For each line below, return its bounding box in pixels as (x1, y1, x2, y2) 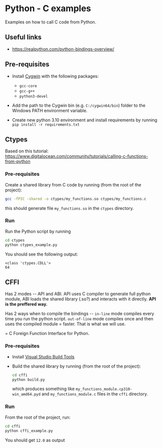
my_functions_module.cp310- (75, 387, 132, 392)
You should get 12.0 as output (5, 437, 65, 443)
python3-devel (19, 93, 48, 99)
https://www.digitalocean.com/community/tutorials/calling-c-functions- (5, 153, 148, 159)
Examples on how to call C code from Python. (5, 19, 97, 25)
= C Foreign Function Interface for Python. (5, 331, 90, 336)
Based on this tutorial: (5, 148, 49, 154)
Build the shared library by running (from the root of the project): (12, 363, 141, 369)
